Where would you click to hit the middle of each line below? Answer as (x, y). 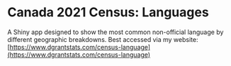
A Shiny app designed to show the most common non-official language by (115, 32)
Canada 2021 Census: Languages (108, 12)
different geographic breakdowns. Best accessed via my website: (103, 39)
